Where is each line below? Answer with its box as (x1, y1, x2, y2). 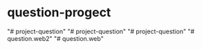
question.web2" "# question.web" (7, 34, 104, 42)
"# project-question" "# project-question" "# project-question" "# (7, 27, 195, 35)
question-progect (7, 5, 111, 20)
